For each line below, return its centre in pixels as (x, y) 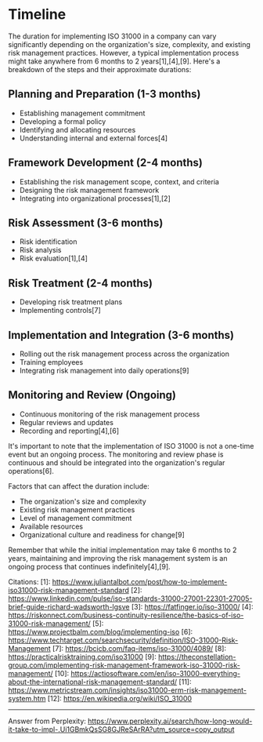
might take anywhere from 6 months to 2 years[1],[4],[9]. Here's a (114, 61)
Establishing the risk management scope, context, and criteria (119, 181)
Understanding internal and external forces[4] (94, 138)
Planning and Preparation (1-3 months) (104, 95)
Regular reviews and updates (66, 422)
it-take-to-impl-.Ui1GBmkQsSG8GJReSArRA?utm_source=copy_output (121, 729)
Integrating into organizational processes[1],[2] (95, 198)
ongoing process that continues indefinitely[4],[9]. (89, 566)
